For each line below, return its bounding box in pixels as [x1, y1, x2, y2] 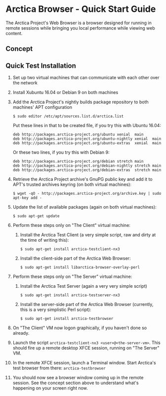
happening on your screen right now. [12, 385, 88, 391]
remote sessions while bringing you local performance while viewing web [5, 25, 155, 31]
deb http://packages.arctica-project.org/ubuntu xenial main [12, 132, 144, 137]
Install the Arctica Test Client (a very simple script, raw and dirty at [20, 232, 156, 238]
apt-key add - [12, 195, 42, 201]
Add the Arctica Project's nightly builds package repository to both [12, 99, 149, 105]
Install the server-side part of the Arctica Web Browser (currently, [20, 302, 154, 308]
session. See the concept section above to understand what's [12, 380, 139, 386]
